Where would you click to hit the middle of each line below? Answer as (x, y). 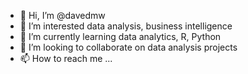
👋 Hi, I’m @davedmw (62, 15)
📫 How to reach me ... (66, 58)
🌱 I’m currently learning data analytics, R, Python (120, 36)
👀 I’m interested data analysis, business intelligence (126, 26)
